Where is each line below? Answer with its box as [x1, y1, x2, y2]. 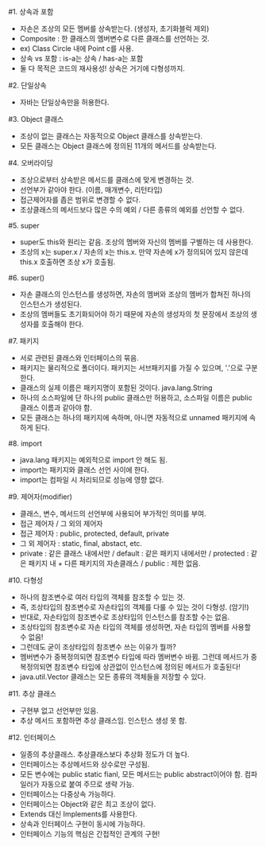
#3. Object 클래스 [8, 115, 64, 123]
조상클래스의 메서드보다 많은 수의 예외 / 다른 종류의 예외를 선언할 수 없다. [19, 205, 245, 214]
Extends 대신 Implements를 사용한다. [19, 809, 137, 818]
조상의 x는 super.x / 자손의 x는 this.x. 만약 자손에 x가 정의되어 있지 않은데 [19, 248, 249, 256]
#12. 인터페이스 [8, 733, 56, 742]
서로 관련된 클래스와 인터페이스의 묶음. [19, 353, 139, 362]
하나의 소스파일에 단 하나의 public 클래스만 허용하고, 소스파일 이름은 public [19, 393, 253, 402]
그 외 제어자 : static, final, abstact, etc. [19, 539, 143, 548]
